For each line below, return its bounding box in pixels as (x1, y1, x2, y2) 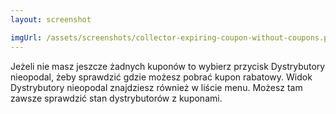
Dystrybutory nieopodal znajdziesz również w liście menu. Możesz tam (10, 81, 303, 93)
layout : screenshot (10, 14, 92, 25)
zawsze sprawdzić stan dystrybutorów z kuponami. (10, 92, 223, 104)
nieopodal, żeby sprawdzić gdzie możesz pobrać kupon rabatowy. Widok (10, 71, 313, 83)
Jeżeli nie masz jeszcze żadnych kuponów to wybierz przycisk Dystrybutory (10, 60, 326, 72)
